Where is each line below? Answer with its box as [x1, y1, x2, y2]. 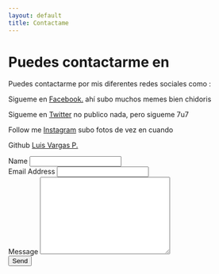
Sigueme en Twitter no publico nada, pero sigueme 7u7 [8, 110, 189, 120]
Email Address [8, 167, 56, 177]
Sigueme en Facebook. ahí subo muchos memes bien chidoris [8, 94, 212, 104]
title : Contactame [8, 19, 69, 27]
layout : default [8, 11, 62, 20]
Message [8, 247, 39, 257]
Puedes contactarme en [8, 53, 170, 71]
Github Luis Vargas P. [8, 140, 79, 150]
